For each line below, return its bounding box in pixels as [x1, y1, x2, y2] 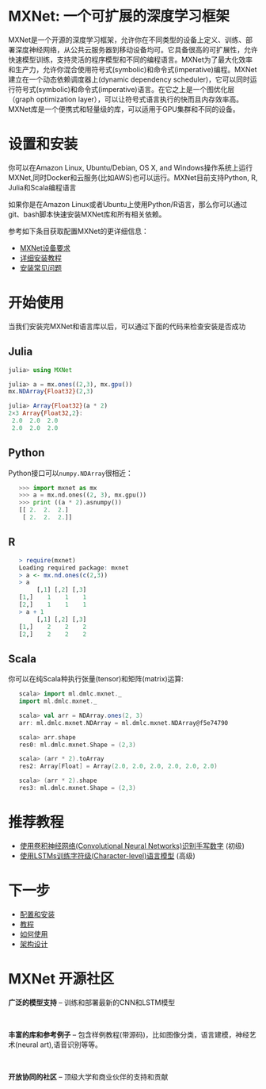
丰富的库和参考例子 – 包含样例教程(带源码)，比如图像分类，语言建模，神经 [8, 1030, 250, 1039]
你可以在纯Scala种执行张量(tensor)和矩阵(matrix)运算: [8, 674, 184, 684]
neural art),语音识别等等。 [17, 1040, 103, 1049]
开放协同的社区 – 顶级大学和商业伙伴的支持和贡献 [8, 1072, 169, 1081]
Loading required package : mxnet [18, 564, 129, 572]
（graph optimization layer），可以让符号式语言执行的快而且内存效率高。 [8, 94, 244, 104]
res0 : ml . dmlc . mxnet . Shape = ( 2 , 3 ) [18, 741, 136, 749]
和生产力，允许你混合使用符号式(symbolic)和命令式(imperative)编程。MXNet [8, 64, 257, 74]
